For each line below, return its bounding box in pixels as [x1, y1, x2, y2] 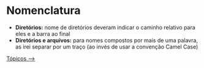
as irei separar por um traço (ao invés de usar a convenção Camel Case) [15, 43, 198, 50]
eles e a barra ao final [15, 30, 70, 37]
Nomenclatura [6, 4, 81, 18]
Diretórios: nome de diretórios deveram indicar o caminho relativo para [15, 24, 196, 31]
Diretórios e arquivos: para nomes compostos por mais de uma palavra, [15, 36, 198, 44]
